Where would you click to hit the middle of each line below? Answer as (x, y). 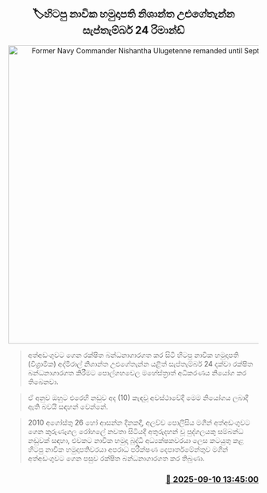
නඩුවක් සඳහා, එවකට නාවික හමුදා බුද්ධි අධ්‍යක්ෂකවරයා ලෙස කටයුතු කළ (136, 440)
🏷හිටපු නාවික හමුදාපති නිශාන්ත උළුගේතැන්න (133, 14)
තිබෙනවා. (43, 382)
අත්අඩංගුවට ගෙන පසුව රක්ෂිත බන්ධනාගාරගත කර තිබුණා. (116, 458)
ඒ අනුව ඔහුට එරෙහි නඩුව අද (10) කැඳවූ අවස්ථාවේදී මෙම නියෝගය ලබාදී (138, 398)
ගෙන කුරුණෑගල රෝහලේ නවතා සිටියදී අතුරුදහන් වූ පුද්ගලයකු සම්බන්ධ (135, 431)
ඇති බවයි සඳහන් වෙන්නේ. (68, 406)
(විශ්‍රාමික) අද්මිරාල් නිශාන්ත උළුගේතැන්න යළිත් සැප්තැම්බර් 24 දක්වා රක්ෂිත (140, 363)
